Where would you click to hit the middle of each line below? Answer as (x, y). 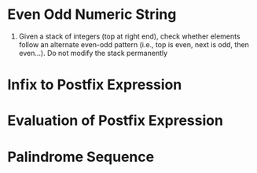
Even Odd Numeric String (92, 15)
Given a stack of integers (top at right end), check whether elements (129, 36)
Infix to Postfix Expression (95, 85)
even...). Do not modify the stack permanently (93, 53)
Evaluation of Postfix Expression (115, 121)
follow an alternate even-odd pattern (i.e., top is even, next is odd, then (134, 44)
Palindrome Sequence (81, 157)
